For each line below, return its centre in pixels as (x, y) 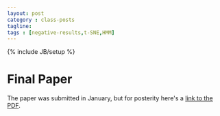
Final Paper (40, 79)
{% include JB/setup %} (41, 52)
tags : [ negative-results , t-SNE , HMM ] (61, 32)
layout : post (26, 13)
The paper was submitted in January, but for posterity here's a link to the (110, 98)
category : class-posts (41, 20)
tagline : (20, 26)
